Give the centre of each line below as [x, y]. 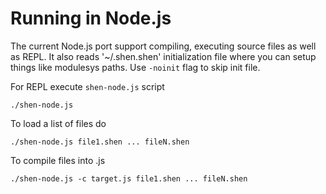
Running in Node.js [91, 18]
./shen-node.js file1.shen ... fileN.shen [100, 142]
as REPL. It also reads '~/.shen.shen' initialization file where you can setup [163, 56]
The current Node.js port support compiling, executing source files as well [163, 46]
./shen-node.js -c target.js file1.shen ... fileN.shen [129, 178]
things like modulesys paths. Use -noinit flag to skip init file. [135, 67]
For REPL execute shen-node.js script [87, 86]
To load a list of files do [58, 123]
